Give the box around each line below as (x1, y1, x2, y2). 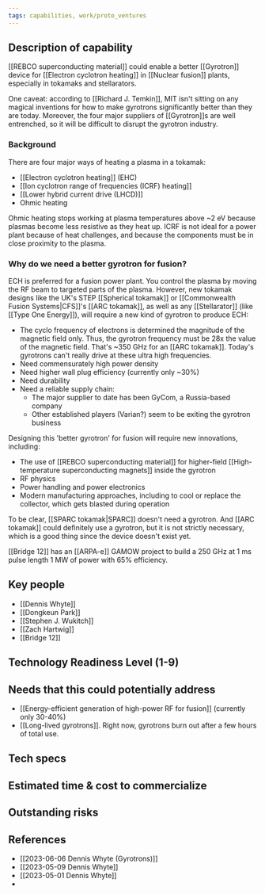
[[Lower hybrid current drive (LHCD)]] (19, 189, 144, 199)
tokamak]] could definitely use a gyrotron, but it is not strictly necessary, (8, 523, 245, 533)
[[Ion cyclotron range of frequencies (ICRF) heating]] (19, 181, 192, 190)
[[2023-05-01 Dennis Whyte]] (19, 871, 117, 881)
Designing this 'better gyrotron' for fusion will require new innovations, (8, 434, 239, 443)
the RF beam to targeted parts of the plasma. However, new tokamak (8, 285, 233, 294)
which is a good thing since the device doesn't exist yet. (8, 532, 191, 541)
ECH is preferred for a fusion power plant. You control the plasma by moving (8, 277, 257, 286)
